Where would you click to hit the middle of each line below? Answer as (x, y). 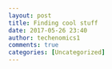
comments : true (34, 45)
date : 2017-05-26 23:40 (48, 30)
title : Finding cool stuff (53, 23)
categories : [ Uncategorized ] (57, 52)
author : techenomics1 (44, 38)
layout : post (30, 15)
